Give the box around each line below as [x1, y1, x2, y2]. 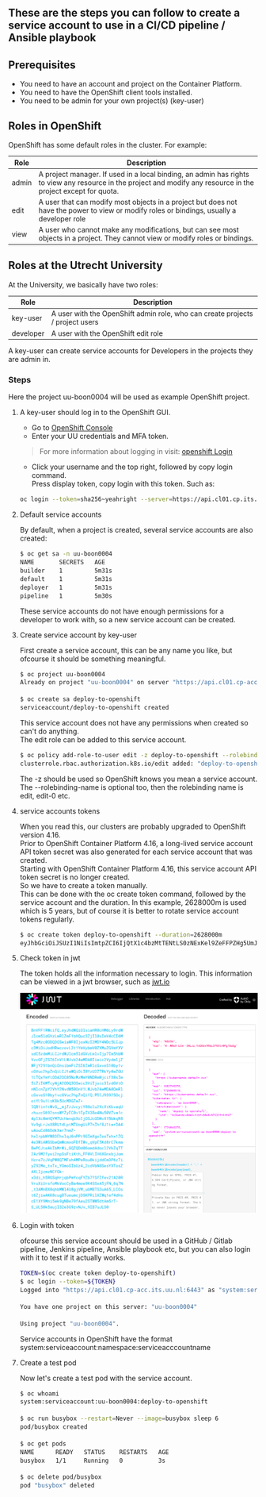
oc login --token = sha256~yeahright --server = [19, 495, 173, 503]
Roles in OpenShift [8, 119, 101, 133]
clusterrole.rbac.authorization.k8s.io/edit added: [19, 760, 194, 768]
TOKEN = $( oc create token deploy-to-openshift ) [19, 1269, 177, 1277]
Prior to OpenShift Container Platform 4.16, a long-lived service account [19, 838, 253, 848]
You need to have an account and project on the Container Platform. [19, 79, 242, 89]
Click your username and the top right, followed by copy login [31, 462, 234, 471]
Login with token [19, 1221, 74, 1230]
